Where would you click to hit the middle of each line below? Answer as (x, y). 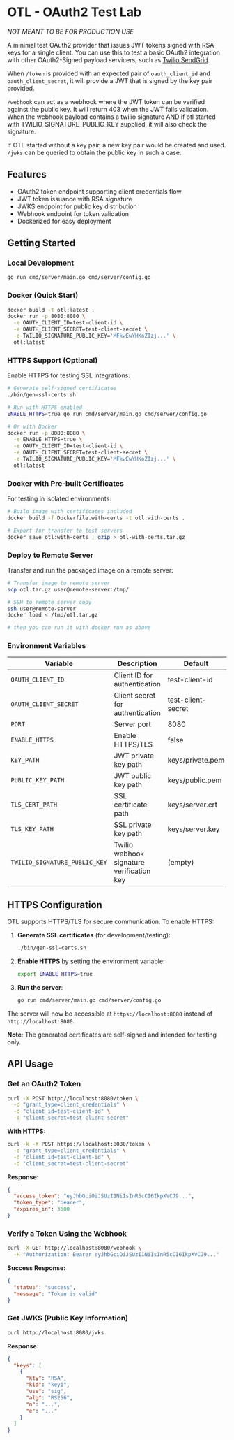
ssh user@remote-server (42, 609)
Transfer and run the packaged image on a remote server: (91, 570)
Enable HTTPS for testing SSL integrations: (69, 375)
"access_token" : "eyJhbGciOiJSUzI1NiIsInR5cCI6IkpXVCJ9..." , (104, 1196)
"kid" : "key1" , (48, 1385)
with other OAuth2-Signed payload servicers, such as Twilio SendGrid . (109, 59)
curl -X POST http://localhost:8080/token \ (73, 1098)
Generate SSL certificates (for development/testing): (94, 935)
